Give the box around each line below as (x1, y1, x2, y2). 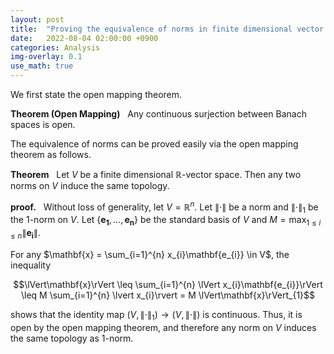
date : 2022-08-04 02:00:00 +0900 (10, 33, 159, 43)
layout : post (10, 14, 65, 25)
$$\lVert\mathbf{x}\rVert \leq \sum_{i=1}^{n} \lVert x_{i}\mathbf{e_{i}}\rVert (13, 279, 323, 291)
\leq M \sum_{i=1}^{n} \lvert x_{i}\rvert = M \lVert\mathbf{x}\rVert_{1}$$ (20, 289, 316, 301)
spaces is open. (10, 119, 76, 130)
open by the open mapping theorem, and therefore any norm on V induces (10, 321, 317, 333)
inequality (10, 259, 52, 271)
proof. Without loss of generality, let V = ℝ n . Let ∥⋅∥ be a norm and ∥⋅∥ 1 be (10, 199, 319, 215)
